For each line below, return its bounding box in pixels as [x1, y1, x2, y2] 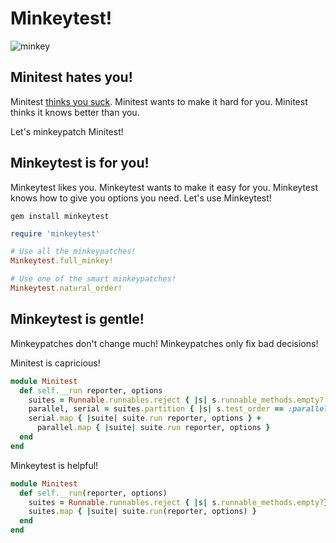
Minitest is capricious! [10, 357, 101, 369]
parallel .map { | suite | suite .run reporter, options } [36, 423, 271, 433]
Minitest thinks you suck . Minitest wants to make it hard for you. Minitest [10, 95, 308, 107]
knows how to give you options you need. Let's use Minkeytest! [10, 192, 272, 204]
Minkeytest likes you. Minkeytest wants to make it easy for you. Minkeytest [10, 181, 319, 193]
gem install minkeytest [10, 211, 110, 221]
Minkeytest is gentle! [10, 311, 145, 328]
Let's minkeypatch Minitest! [10, 125, 124, 137]
